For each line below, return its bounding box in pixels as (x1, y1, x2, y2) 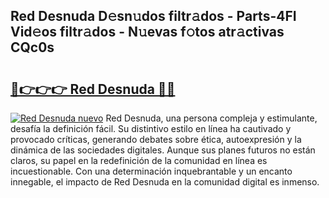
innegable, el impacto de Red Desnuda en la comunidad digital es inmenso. (10, 176, 320, 188)
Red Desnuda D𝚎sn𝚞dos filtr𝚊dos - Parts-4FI (10, 8, 297, 25)
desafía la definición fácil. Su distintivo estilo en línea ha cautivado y (10, 123, 292, 134)
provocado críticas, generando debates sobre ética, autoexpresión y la (10, 134, 302, 145)
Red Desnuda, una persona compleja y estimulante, (105, 112, 318, 124)
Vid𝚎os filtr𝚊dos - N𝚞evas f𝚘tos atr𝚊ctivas (10, 24, 285, 41)
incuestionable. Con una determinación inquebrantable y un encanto (10, 165, 293, 177)
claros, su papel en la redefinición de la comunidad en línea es (10, 155, 268, 166)
